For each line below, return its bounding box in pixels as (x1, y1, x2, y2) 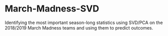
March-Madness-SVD (5, 3, 100, 14)
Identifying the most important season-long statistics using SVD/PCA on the (5, 19, 163, 25)
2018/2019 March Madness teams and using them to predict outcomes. (5, 24, 153, 30)
